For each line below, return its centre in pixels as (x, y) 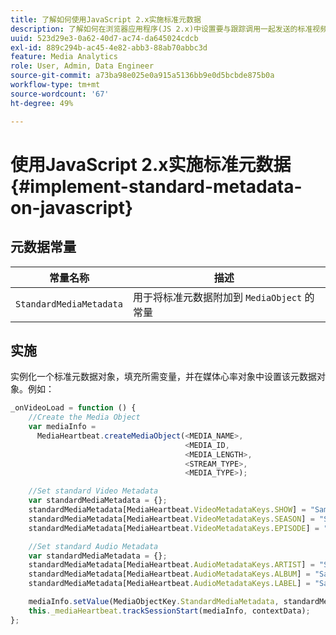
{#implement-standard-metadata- (156, 186)
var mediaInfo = (62, 427)
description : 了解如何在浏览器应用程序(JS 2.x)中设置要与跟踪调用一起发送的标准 (161, 29)
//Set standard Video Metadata (93, 491)
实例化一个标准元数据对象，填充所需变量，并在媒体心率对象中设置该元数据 (163, 377)
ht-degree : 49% (42, 103)
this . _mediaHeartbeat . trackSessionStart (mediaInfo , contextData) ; (169, 611)
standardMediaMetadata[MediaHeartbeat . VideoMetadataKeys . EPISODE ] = (174, 528)
